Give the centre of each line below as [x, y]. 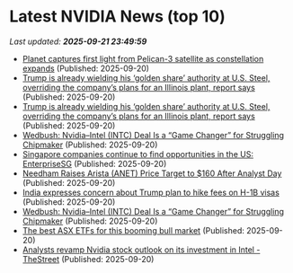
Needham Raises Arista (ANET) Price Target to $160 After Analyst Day [152, 173]
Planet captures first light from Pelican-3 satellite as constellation [143, 58]
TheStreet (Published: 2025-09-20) [88, 259]
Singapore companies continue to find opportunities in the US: [138, 154]
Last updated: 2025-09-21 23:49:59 [78, 41]
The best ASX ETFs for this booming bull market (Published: [133, 230]
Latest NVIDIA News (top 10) [118, 17]
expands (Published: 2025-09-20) [86, 68]
